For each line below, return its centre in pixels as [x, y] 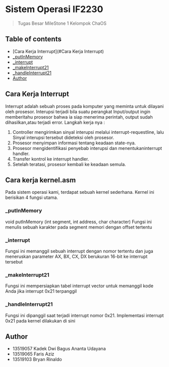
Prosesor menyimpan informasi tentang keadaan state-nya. [74, 143]
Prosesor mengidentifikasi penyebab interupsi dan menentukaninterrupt [87, 148]
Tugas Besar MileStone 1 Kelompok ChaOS [62, 23]
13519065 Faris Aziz [33, 354]
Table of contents [33, 39]
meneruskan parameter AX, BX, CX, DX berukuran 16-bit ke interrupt [76, 256]
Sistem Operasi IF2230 [54, 9]
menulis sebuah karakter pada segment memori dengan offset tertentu [79, 227]
